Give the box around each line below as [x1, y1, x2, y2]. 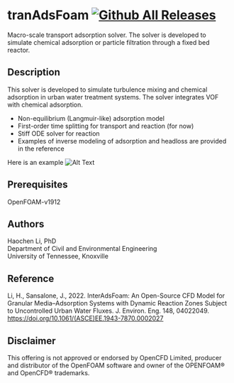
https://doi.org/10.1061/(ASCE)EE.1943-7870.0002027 [7, 314, 164, 323]
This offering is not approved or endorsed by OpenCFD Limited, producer [7, 354, 222, 362]
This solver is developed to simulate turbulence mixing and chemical [7, 85, 208, 94]
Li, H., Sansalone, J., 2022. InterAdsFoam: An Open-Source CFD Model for [7, 291, 225, 300]
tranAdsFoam [7, 7, 89, 23]
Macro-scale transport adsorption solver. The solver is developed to [7, 31, 207, 39]
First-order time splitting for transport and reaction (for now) [17, 122, 194, 130]
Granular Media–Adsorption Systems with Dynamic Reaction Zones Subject [7, 299, 228, 308]
